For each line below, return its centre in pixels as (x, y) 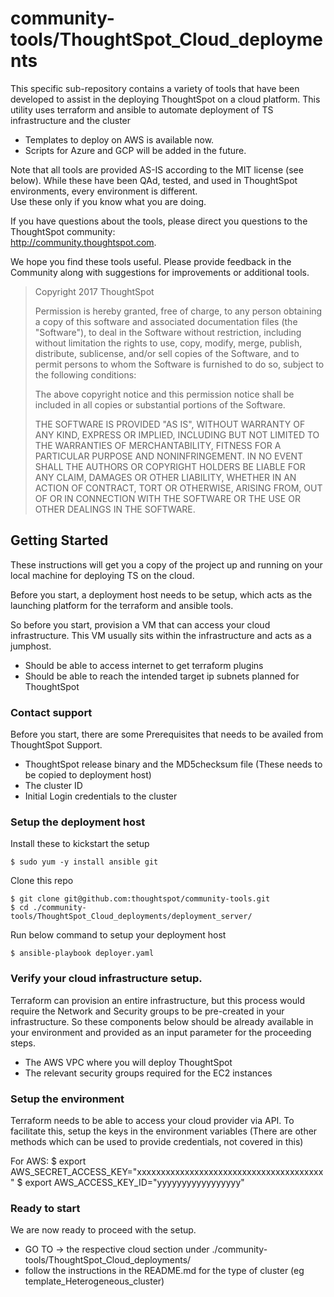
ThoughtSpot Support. (56, 745)
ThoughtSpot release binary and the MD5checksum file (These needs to (173, 764)
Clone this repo (42, 881)
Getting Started (59, 540)
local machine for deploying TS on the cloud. (102, 575)
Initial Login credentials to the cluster (101, 796)
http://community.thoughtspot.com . (83, 242)
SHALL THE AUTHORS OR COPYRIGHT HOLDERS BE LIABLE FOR (170, 466)
